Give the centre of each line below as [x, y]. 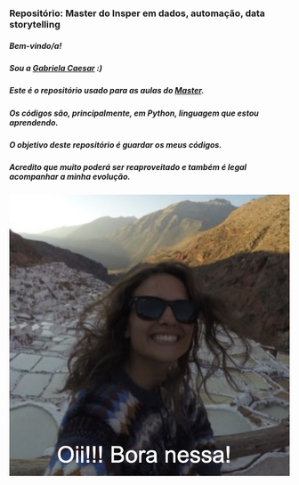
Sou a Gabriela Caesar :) [56, 68]
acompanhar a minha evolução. [70, 177]
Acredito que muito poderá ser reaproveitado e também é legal [128, 167]
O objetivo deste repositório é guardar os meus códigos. [116, 145]
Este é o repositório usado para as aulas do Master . [107, 91]
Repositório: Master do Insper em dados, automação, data [137, 13]
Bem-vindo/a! [36, 45]
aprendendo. [34, 122]
